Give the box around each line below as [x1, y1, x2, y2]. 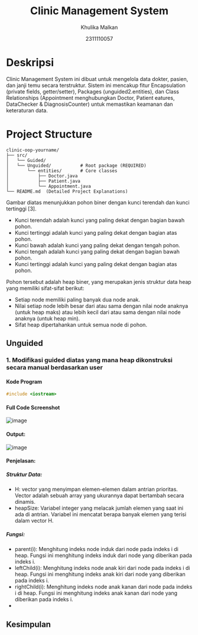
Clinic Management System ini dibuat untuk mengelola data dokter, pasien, [6, 75, 189, 82]
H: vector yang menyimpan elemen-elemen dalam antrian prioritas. [14, 486, 178, 493]
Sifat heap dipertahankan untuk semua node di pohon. [14, 321, 148, 328]
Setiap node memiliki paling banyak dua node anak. [14, 296, 141, 303]
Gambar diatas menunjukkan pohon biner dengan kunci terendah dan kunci [6, 199, 190, 206]
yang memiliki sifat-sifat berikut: [6, 284, 85, 291]
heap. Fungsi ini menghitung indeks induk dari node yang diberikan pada [14, 552, 192, 559]
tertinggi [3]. [6, 205, 37, 212]
